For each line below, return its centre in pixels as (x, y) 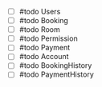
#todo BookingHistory (55, 65)
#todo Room (40, 30)
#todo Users (40, 12)
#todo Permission (48, 38)
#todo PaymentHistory (56, 74)
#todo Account (44, 57)
